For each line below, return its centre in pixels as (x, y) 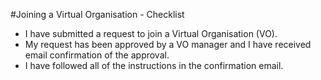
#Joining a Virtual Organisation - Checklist (97, 14)
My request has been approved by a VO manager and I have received (168, 44)
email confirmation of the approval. (97, 55)
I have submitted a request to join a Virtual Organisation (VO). (151, 33)
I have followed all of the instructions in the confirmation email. (154, 65)
